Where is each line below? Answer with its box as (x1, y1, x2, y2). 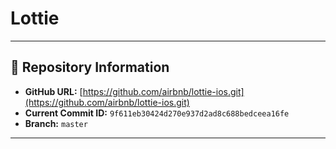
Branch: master (24, 117, 88, 129)
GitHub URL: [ (24, 85, 83, 97)
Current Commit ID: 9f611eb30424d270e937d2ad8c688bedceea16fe (24, 107, 290, 119)
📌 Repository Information (10, 59, 170, 76)
